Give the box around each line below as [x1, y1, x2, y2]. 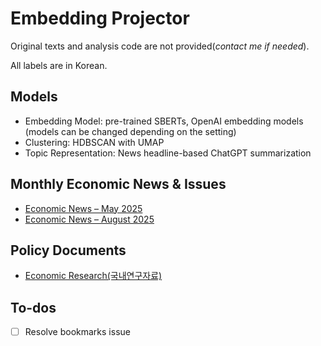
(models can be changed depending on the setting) [24, 125, 237, 137]
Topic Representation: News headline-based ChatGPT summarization [24, 147, 312, 159]
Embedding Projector [10, 7, 190, 30]
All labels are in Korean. [10, 59, 108, 71]
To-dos [10, 299, 57, 316]
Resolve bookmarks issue [24, 326, 131, 338]
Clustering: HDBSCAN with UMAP [24, 136, 165, 148]
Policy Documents [10, 242, 127, 259]
